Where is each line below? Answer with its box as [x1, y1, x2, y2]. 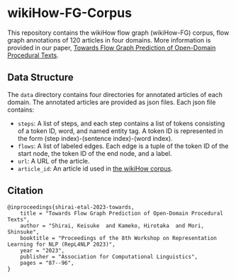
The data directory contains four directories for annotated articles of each [7, 90, 223, 98]
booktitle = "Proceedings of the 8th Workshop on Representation [20, 234, 218, 241]
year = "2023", [20, 246, 65, 254]
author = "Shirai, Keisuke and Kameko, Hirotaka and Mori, [20, 222, 204, 229]
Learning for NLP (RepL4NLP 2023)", [7, 241, 116, 248]
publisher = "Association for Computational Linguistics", [20, 253, 198, 260]
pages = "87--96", [20, 259, 74, 266]
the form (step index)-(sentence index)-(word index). [17, 134, 173, 142]
